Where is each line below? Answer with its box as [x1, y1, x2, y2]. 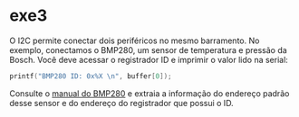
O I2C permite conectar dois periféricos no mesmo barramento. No [9, 35, 260, 46]
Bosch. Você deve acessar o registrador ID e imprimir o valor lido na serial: [9, 54, 288, 65]
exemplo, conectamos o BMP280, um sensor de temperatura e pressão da [9, 44, 287, 55]
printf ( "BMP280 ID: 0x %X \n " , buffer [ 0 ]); [9, 71, 172, 81]
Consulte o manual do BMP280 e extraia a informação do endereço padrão [9, 87, 290, 99]
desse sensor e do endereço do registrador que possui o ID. [9, 97, 234, 108]
